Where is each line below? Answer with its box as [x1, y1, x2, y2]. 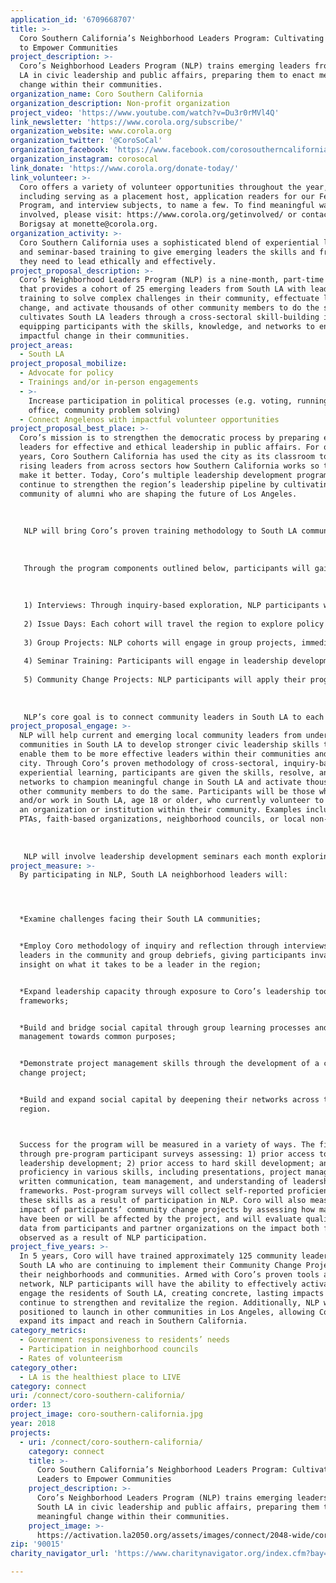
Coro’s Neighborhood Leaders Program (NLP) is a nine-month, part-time [19, 275, 325, 285]
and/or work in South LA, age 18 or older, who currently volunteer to [19, 796, 325, 806]
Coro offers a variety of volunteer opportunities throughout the [19, 182, 302, 192]
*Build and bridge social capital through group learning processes [19, 1022, 311, 1033]
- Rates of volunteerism [19, 1353, 123, 1363]
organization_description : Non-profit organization [10, 98, 230, 108]
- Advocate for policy [19, 368, 114, 378]
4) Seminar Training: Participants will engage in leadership [23, 656, 288, 666]
